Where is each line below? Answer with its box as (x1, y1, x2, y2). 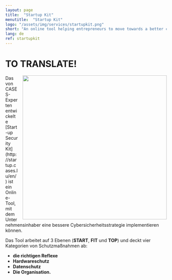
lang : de (5, 31, 24, 36)
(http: (5, 151, 17, 157)
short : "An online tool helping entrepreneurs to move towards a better (5, 27, 164, 32)
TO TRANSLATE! (5, 58, 77, 70)
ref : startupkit (5, 36, 40, 41)
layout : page (5, 7, 33, 13)
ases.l (5, 167, 18, 174)
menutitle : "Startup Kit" (5, 17, 63, 22)
